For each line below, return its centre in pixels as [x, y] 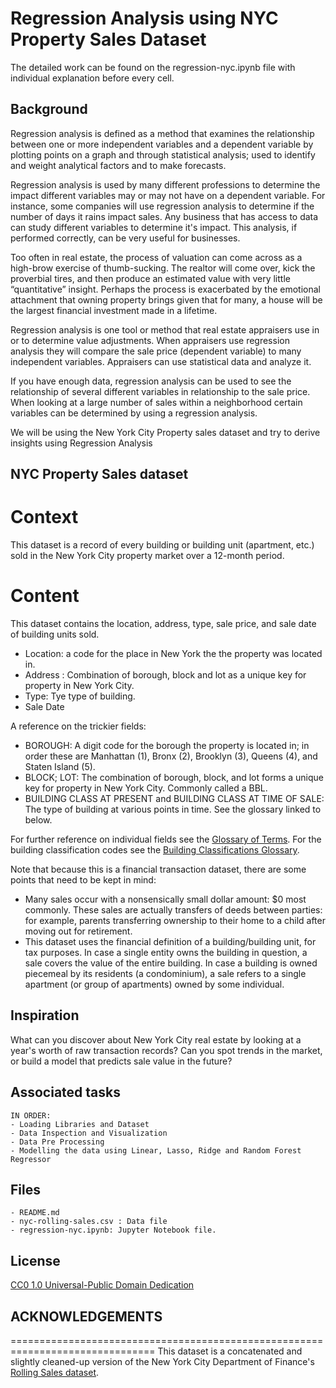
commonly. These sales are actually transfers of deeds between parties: [173, 910]
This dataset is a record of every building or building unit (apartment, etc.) [162, 545]
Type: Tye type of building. [80, 696]
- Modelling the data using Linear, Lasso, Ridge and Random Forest [156, 1150]
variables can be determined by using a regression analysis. [134, 413]
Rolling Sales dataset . [55, 1373]
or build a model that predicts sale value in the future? [121, 1061]
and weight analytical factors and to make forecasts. [118, 165]
